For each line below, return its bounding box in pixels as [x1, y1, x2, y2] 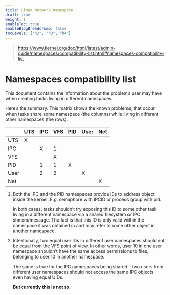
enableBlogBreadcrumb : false [5, 26, 67, 31]
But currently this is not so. [12, 284, 71, 290]
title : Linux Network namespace [5, 7, 73, 13]
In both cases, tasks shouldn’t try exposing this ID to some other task [12, 206, 157, 212]
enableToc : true [5, 21, 39, 27]
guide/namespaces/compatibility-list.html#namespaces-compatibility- [17, 50, 164, 56]
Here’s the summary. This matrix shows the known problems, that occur [5, 105, 155, 112]
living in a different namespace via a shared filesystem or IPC [12, 211, 141, 217]
